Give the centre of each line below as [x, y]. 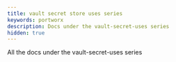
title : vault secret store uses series [65, 13]
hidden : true [26, 33]
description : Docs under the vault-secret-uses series [88, 26]
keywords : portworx [35, 20]
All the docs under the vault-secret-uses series [75, 52]
